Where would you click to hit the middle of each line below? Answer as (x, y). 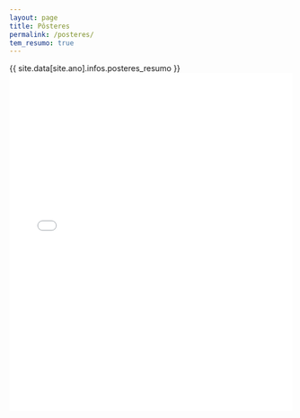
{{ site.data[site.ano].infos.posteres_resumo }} (95, 68)
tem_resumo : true (42, 43)
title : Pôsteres (40, 26)
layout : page (34, 18)
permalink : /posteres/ (52, 34)
